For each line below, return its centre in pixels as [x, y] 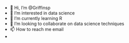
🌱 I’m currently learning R [36, 18]
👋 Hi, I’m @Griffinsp [30, 8]
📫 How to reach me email [37, 29]
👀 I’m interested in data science [42, 13]
